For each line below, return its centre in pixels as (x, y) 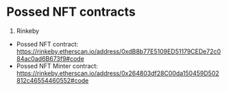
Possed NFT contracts (71, 12)
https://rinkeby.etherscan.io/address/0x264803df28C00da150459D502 (118, 73)
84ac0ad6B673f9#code (50, 58)
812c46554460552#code (52, 80)
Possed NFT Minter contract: (57, 66)
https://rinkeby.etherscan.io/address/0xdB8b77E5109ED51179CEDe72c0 (118, 51)
